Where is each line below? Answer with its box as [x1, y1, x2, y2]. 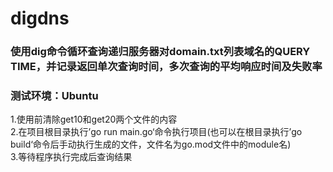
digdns [10, 7, 70, 30]
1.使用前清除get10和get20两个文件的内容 [10, 113, 178, 126]
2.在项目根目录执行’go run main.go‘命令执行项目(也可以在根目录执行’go [10, 126, 303, 138]
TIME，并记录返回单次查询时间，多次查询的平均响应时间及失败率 [10, 60, 323, 74]
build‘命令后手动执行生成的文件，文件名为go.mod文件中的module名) [10, 138, 292, 151]
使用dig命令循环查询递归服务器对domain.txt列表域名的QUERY [10, 45, 311, 59]
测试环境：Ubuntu [10, 89, 99, 103]
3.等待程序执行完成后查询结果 [10, 151, 133, 163]
